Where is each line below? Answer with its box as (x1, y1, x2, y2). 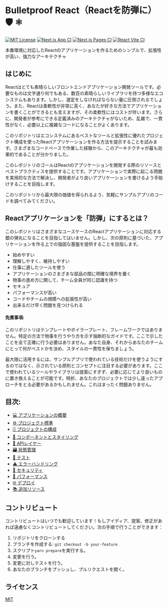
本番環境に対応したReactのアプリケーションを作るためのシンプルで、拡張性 (5, 47, 162, 53)
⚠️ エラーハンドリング (12, 460, 58, 466)
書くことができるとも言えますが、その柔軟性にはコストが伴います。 (14, 109, 154, 115)
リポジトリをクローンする (12, 535, 66, 541)
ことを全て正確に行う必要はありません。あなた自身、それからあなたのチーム (5, 339, 163, 345)
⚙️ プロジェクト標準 (12, 420, 54, 426)
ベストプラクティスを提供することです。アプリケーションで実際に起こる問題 (5, 168, 163, 174)
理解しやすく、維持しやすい (12, 258, 70, 264)
